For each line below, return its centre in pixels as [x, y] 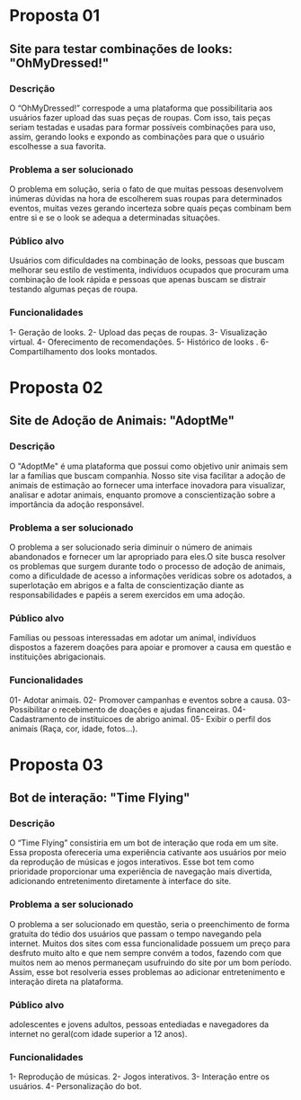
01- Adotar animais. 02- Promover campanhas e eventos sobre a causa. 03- [150, 700]
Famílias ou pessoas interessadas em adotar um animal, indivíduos [133, 638]
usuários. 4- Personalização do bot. [75, 1087]
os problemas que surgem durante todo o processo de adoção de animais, [147, 566]
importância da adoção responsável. [77, 504]
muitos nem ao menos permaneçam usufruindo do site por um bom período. [150, 962]
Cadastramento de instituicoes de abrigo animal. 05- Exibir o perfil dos [140, 719]
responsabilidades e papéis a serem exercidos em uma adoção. [127, 595]
